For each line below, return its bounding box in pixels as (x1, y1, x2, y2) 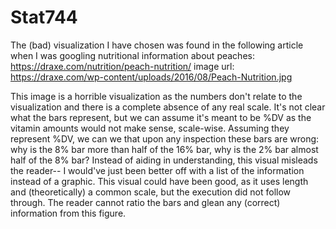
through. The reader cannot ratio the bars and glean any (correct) (10, 196, 281, 208)
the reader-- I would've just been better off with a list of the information (10, 164, 305, 176)
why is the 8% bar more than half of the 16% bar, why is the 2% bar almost (10, 143, 319, 155)
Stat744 (10, 6, 78, 29)
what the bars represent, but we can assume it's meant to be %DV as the (10, 111, 312, 123)
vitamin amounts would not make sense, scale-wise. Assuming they (10, 122, 290, 134)
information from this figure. (10, 207, 127, 219)
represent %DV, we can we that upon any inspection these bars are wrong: (10, 132, 320, 145)
